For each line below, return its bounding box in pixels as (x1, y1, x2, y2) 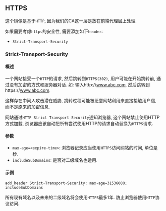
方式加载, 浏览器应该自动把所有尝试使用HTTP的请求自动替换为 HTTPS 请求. (5, 120, 154, 126)
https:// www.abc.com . (5, 87, 51, 93)
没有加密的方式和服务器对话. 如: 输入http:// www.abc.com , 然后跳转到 (9, 81, 150, 87)
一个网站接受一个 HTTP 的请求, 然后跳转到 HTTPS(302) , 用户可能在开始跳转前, (5, 75, 156, 81)
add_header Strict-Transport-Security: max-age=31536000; (5, 181, 127, 186)
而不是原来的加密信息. (5, 104, 51, 110)
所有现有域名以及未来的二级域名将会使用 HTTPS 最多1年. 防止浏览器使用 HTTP (5, 195, 156, 201)
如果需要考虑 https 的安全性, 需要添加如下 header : (5, 28, 103, 34)
